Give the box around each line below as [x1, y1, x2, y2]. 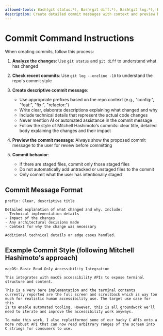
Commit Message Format [5, 186, 83, 194]
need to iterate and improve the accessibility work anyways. [5, 309, 133, 314]
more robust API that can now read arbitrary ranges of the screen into [5, 322, 155, 327]
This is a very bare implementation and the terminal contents [5, 288, 136, 293]
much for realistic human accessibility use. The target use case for [5, 297, 151, 301]
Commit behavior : [12, 152, 49, 158]
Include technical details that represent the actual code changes [19, 112, 148, 118]
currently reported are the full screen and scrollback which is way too [5, 292, 158, 297]
